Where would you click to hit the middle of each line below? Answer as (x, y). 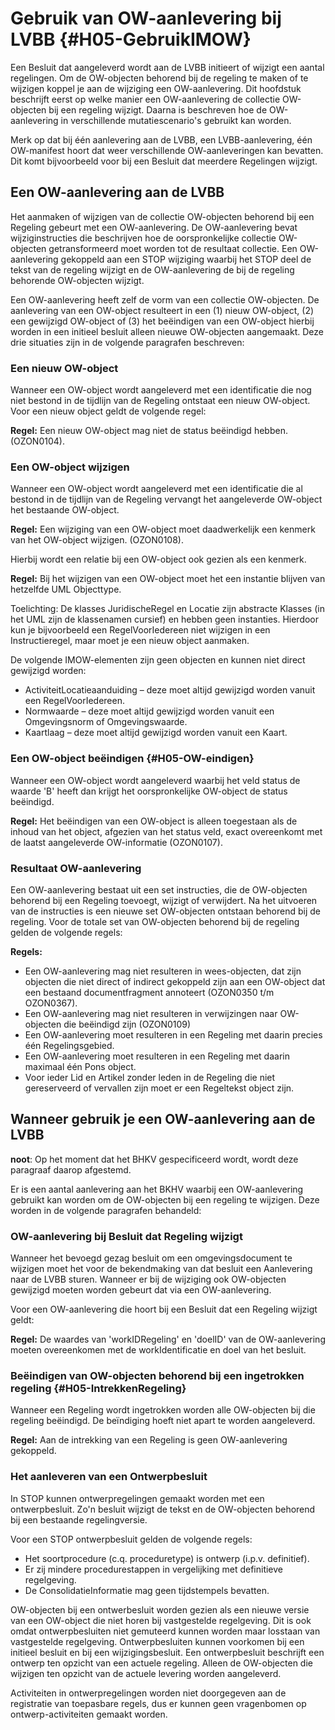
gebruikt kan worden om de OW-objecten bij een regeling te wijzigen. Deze (165, 1199)
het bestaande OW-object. (65, 510)
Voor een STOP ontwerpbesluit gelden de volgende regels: (131, 1539)
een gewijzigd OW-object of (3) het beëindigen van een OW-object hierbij (162, 321)
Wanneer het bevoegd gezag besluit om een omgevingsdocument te (151, 1258)
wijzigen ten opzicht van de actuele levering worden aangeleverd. (146, 1673)
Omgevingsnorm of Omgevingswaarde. (106, 722)
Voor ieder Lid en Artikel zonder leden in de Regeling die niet (150, 1077)
